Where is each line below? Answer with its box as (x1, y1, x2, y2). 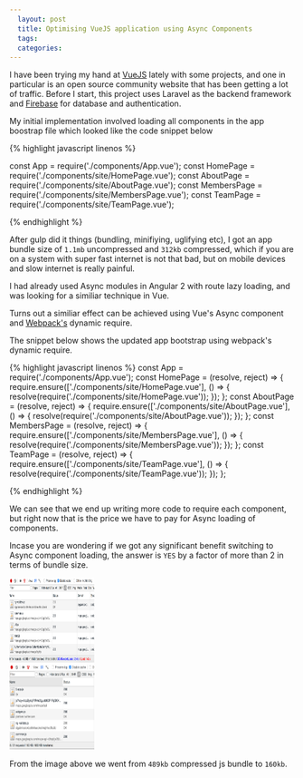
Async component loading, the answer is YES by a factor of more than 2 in (9, 549, 284, 561)
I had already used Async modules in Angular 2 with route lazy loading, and (9, 281, 291, 292)
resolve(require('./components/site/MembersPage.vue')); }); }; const (9, 440, 264, 451)
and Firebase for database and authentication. (9, 98, 182, 109)
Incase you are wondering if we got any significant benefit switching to (9, 540, 274, 551)
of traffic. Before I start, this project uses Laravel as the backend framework (9, 89, 292, 100)
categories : (17, 44, 63, 53)
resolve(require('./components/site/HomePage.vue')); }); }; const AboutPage (9, 391, 295, 403)
